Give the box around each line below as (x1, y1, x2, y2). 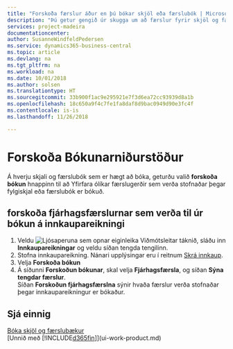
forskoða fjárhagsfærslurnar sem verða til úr (7, 207, 203, 219)
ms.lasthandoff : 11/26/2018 (7, 113, 89, 120)
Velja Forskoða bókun (17, 258, 81, 267)
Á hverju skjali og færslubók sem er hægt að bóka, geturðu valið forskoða (7, 172, 218, 180)
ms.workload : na (7, 68, 54, 75)
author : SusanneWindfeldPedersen (7, 36, 104, 43)
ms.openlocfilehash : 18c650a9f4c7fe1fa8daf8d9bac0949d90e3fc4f (7, 101, 194, 108)
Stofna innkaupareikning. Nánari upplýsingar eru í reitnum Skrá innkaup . (17, 251, 223, 259)
